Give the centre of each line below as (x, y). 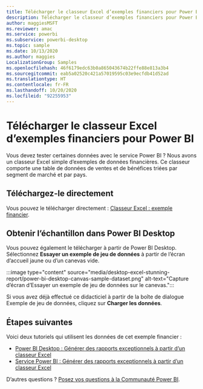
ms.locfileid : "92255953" (39, 96)
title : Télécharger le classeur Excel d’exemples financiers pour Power (100, 12)
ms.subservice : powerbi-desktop (47, 40)
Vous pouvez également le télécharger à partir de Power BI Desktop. (92, 248)
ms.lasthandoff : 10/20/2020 (42, 90)
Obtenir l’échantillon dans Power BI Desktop (91, 233)
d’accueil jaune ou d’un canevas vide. (53, 261)
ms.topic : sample (28, 46)
